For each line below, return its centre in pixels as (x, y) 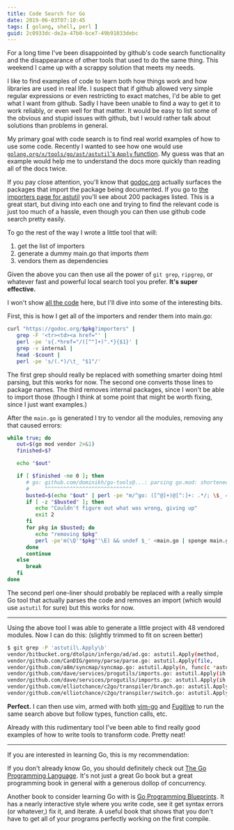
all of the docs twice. (37, 169)
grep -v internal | (45, 348)
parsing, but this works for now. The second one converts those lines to (110, 382)
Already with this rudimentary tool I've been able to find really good (104, 727)
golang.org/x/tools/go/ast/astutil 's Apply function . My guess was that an (116, 154)
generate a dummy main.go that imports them (83, 253)
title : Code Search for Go (46, 14)
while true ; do (29, 438)
